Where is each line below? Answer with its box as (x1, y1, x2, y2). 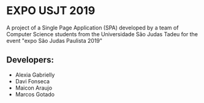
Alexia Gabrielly (15, 71, 55, 78)
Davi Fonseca (15, 77, 50, 85)
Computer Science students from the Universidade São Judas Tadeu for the (6, 30, 198, 37)
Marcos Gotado (15, 90, 55, 98)
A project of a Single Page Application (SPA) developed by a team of (6, 24, 179, 31)
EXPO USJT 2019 (6, 4, 96, 18)
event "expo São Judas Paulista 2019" (6, 37, 103, 44)
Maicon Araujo (15, 84, 53, 91)
